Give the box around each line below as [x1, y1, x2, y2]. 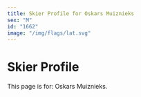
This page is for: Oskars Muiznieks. [7, 82, 108, 91]
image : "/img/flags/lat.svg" [7, 29, 91, 37]
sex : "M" [7, 17, 32, 24]
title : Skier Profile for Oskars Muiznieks [7, 10, 135, 17]
